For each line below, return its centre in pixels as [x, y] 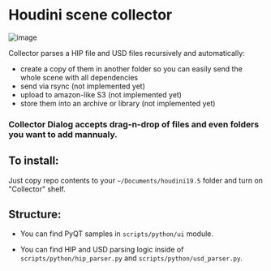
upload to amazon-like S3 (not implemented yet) [101, 94]
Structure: [35, 215]
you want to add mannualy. [63, 134]
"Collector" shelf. [37, 189]
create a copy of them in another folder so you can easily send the [131, 69]
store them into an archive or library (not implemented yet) [118, 103]
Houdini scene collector [90, 15]
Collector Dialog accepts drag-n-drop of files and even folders [134, 124]
